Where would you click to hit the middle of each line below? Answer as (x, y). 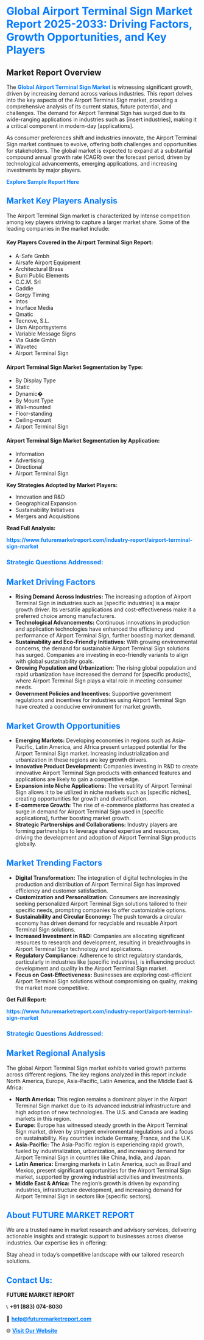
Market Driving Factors (51, 582)
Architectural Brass (39, 269)
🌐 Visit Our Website (32, 1331)
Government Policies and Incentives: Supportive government (93, 694)
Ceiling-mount (33, 420)
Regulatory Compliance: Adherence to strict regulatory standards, (99, 955)
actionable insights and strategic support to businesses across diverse (95, 1237)
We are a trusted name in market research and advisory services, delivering (101, 1230)
